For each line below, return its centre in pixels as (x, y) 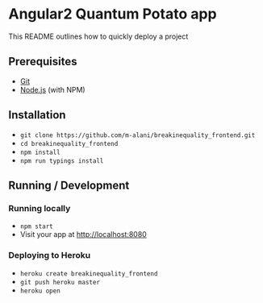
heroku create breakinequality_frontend (89, 274)
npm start (37, 226)
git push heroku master (60, 282)
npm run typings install (62, 161)
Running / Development (69, 185)
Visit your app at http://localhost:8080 (83, 235)
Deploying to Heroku (50, 255)
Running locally (40, 208)
